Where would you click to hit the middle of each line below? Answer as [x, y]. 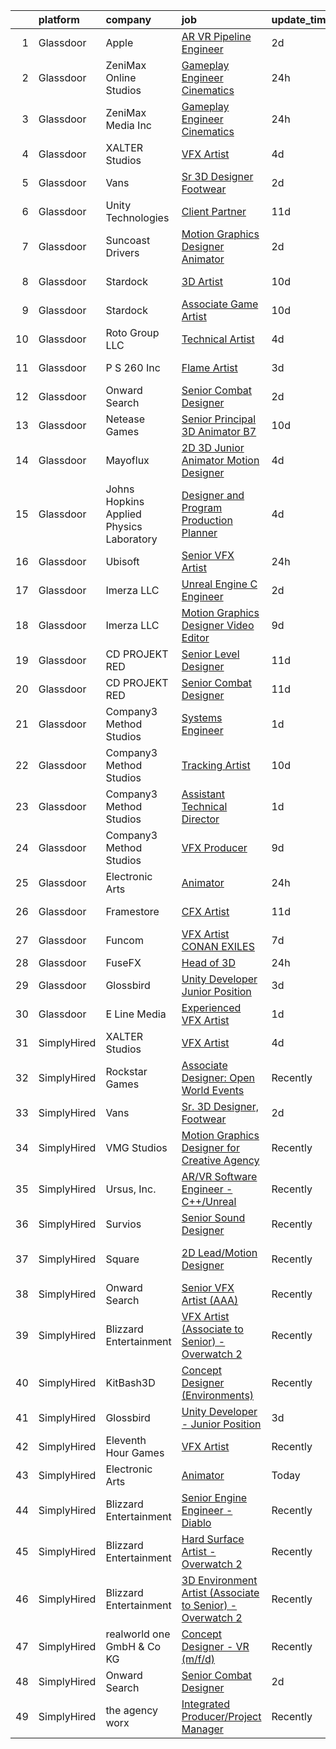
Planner [199, 532]
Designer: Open [218, 1077]
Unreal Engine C [219, 584]
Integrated [205, 1704]
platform [59, 19]
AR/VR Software [219, 1176]
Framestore [132, 911]
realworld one [138, 1634]
